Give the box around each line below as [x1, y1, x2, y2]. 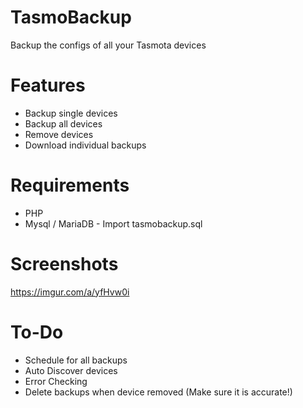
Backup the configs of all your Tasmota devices [10, 39, 207, 51]
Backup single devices [24, 107, 118, 119]
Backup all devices [24, 117, 103, 130]
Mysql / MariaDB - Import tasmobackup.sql [24, 217, 203, 230]
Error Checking [24, 375, 88, 387]
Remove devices [24, 128, 94, 140]
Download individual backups [24, 139, 147, 151]
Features [10, 74, 86, 97]
